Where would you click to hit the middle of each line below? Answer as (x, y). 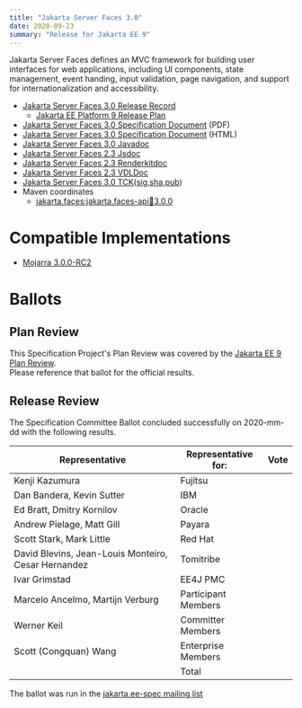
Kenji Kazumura (47, 481)
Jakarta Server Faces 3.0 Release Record (99, 106)
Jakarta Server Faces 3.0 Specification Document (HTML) (130, 135)
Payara (195, 525)
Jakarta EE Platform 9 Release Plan (101, 115)
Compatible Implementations (120, 238)
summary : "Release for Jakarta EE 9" (80, 34)
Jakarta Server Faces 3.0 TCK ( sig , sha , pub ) (102, 182)
